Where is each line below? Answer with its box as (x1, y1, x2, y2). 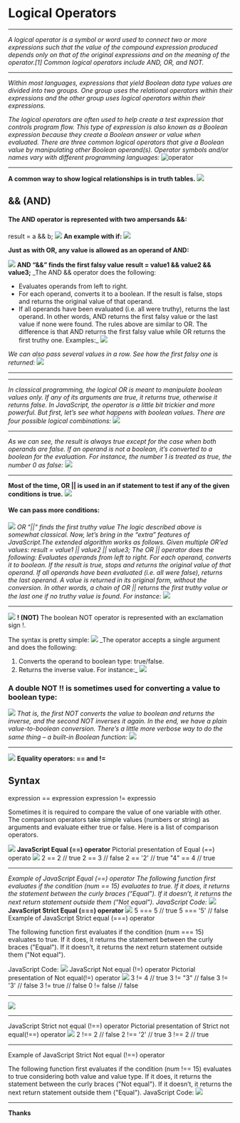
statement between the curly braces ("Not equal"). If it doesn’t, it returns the (8, 1079, 232, 1088)
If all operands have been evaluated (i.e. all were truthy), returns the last (18, 305, 230, 313)
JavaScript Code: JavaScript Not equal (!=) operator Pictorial (8, 965, 196, 973)
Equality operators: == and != (16, 754, 106, 763)
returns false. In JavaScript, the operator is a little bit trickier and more (8, 400, 216, 409)
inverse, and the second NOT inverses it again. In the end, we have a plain (8, 717, 227, 726)
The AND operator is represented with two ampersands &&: (8, 215, 187, 223)
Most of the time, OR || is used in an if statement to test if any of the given (8, 481, 230, 489)
